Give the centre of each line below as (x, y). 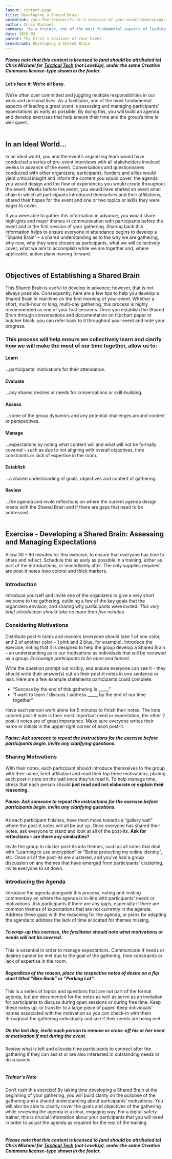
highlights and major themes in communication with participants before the (84, 221)
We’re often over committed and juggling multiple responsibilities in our (80, 95)
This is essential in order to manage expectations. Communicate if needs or (85, 950)
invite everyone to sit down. (35, 868)
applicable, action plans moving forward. (48, 254)
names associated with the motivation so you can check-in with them (78, 1013)
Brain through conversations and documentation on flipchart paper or (79, 315)
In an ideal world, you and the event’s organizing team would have (75, 157)
